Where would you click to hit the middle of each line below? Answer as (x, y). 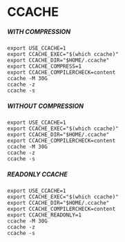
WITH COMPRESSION (39, 31)
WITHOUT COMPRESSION (46, 106)
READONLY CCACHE (37, 174)
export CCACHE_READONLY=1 (44, 215)
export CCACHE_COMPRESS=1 (44, 66)
